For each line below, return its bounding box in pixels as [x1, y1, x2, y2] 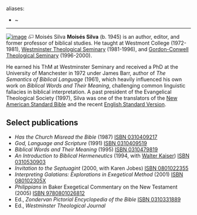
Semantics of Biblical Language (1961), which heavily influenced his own [6, 76, 182, 83]
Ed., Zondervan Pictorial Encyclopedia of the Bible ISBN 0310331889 [14, 196, 181, 203]
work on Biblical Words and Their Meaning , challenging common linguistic [6, 82, 186, 89]
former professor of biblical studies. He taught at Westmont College [6, 39, 170, 46]
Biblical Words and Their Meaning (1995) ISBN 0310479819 [14, 146, 158, 153]
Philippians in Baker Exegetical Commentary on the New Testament [14, 183, 178, 190]
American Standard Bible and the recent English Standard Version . [6, 101, 167, 107]
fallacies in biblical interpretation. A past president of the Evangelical [6, 88, 172, 95]
